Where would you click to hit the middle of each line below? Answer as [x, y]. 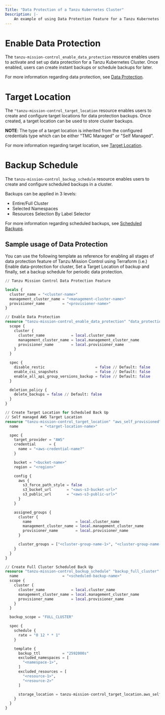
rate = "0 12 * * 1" [39, 635]
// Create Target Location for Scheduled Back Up [57, 413]
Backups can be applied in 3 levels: [41, 194]
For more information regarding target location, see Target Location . [74, 146]
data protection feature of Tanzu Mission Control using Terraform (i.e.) [76, 261]
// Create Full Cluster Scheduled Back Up [49, 567]
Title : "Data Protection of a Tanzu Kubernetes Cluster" [65, 10]
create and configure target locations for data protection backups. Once [78, 116]
